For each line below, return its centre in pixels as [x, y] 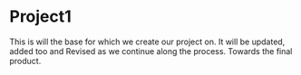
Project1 [41, 17]
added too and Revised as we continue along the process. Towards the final [151, 51]
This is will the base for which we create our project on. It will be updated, [147, 42]
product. [25, 61]
